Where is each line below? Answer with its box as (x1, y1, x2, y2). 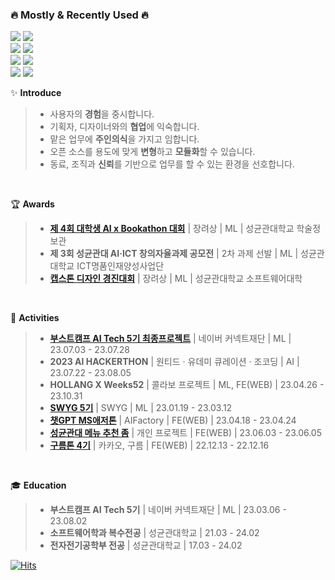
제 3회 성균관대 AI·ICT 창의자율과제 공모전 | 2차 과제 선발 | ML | (49, 248, 299, 260)
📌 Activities (10, 312, 60, 324)
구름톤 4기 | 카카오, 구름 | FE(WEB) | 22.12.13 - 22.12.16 (49, 439, 270, 452)
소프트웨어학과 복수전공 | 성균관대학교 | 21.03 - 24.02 (49, 527, 260, 539)
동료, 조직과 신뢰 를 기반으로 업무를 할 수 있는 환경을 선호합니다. (49, 158, 295, 170)
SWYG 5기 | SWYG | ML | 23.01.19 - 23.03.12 (49, 402, 233, 414)
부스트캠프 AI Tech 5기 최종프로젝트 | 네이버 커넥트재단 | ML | (49, 333, 292, 345)
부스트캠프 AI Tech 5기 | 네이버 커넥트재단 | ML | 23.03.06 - (49, 504, 287, 516)
